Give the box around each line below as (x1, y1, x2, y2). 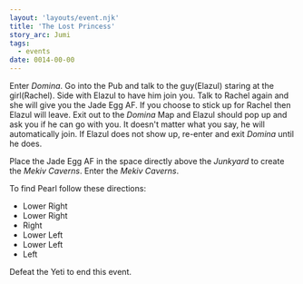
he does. (9, 138, 43, 149)
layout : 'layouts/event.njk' (9, 13, 120, 23)
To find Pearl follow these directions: (9, 183, 147, 193)
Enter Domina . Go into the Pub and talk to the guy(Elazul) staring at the (9, 81, 275, 91)
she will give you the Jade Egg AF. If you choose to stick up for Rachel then (9, 100, 292, 110)
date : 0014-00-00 (9, 55, 75, 64)
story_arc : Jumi (9, 30, 71, 39)
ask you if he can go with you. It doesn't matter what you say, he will (9, 119, 266, 130)
